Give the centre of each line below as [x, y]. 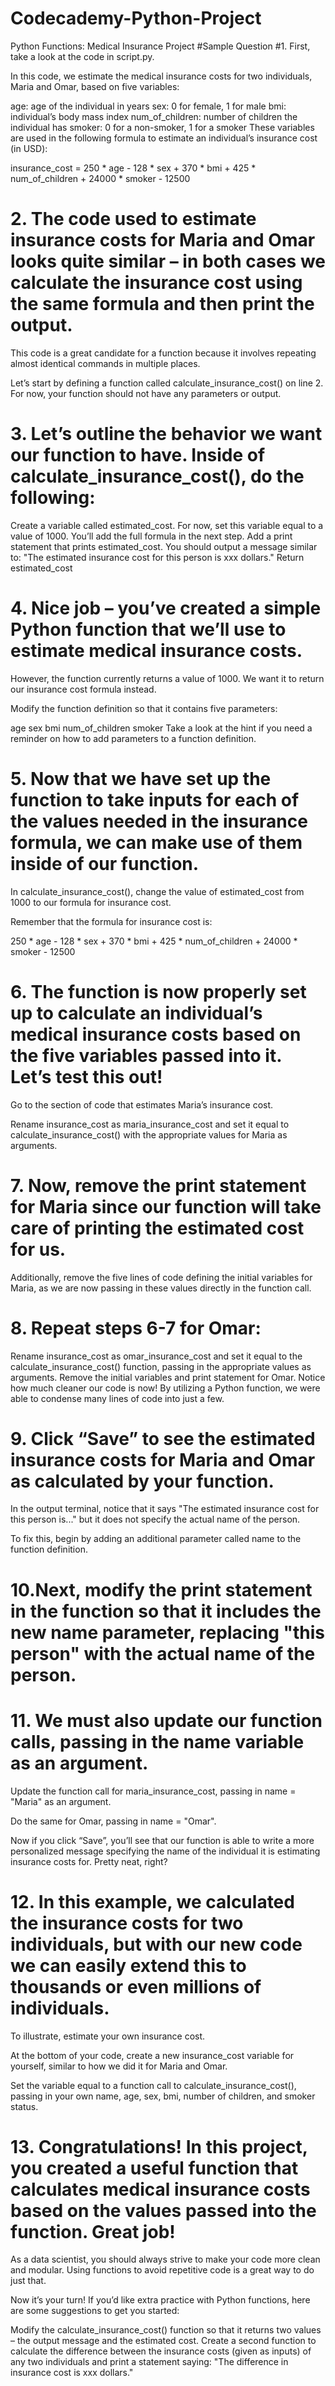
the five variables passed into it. [146, 1055]
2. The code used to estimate [133, 219]
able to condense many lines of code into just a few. [117, 1398]
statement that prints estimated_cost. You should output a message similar [164, 546]
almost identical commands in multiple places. [105, 363]
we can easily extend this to [128, 1965]
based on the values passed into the [163, 2210]
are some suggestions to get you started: [95, 2311]
